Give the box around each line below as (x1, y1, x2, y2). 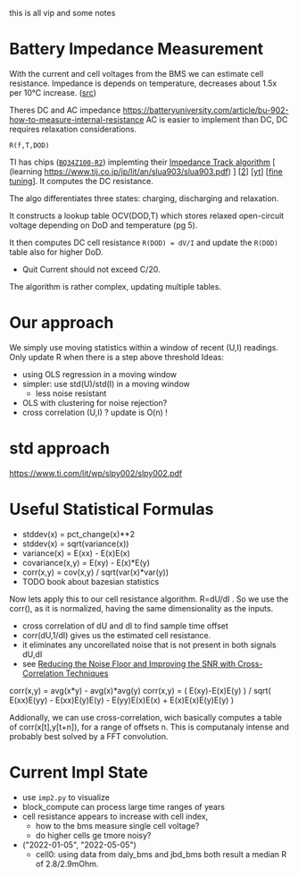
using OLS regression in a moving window (21, 368, 178, 379)
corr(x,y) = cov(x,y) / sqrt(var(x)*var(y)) (21, 567, 170, 578)
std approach (9, 438, 110, 459)
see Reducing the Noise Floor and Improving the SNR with (21, 658, 236, 669)
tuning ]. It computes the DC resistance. (9, 175, 153, 186)
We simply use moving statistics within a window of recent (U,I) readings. (9, 342, 279, 352)
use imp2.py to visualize (21, 791, 110, 803)
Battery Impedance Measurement (9, 39, 264, 59)
